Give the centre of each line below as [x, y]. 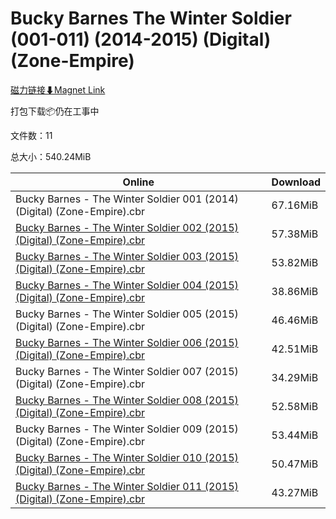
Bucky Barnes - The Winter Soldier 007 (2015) [127, 371]
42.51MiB [295, 349]
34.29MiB [295, 377]
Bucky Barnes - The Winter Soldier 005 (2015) [127, 314]
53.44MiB [295, 435]
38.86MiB [295, 291]
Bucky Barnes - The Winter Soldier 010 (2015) [127, 457]
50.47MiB [295, 464]
